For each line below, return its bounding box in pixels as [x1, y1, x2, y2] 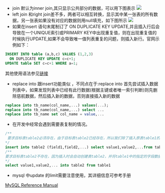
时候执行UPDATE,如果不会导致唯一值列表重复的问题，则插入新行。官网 [12, 36, 156, 42]
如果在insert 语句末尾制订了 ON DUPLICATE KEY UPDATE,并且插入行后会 [12, 24, 160, 29]
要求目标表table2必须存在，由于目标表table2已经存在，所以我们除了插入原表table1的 [7, 136, 161, 141]
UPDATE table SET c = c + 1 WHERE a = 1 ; [5, 61, 78, 66]
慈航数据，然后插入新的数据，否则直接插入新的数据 [16, 93, 120, 99]
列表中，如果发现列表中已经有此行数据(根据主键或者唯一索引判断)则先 [12, 87, 154, 93]
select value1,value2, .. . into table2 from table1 [5, 163, 111, 168]
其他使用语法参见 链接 [5, 70, 48, 76]
